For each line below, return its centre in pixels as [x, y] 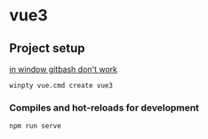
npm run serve [36, 126]
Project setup [48, 48]
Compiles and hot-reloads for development [104, 107]
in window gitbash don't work [64, 69]
